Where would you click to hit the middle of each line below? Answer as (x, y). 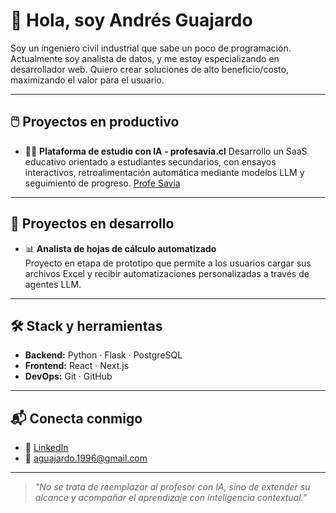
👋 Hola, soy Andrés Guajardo (131, 20)
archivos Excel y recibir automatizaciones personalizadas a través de (167, 273)
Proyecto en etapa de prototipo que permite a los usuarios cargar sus (168, 263)
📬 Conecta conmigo (76, 418)
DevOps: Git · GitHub (68, 376)
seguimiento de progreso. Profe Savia (102, 183)
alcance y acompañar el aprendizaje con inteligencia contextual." (170, 498)
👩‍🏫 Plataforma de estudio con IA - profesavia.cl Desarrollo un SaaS (166, 151)
